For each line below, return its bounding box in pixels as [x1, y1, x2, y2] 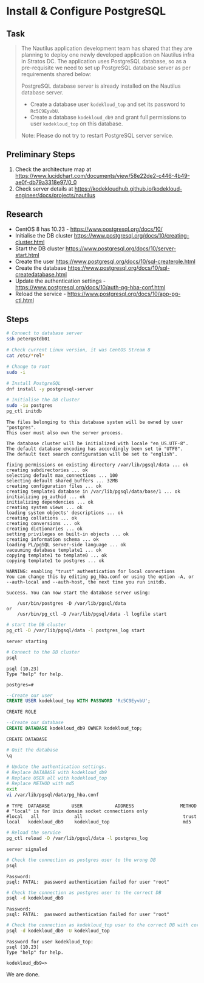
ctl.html [15, 297, 35, 304]
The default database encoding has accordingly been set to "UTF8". [6, 446, 183, 452]
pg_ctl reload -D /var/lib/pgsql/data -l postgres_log [6, 835, 148, 841]
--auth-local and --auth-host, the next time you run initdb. [6, 579, 167, 585]
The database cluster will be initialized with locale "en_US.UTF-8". [6, 440, 189, 447]
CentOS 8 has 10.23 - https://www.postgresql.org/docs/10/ [15, 225, 163, 233]
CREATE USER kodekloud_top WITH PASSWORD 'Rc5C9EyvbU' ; [6, 698, 151, 704]
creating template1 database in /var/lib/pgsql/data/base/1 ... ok [6, 488, 181, 495]
